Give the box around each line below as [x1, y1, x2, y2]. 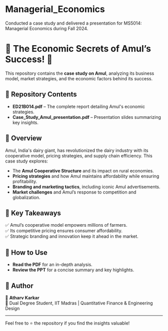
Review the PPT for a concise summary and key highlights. [12, 267, 134, 273]
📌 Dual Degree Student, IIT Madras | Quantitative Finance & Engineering [5, 300, 153, 306]
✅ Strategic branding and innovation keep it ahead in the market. [5, 233, 138, 239]
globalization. [12, 194, 40, 200]
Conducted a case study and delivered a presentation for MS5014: [5, 20, 142, 26]
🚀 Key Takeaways [5, 209, 61, 217]
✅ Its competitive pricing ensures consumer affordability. [5, 228, 122, 234]
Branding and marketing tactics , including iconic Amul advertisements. [12, 184, 161, 190]
